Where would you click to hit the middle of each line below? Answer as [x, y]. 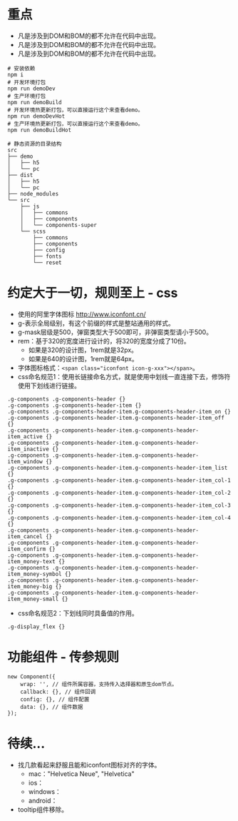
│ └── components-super [59, 225]
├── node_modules [33, 193]
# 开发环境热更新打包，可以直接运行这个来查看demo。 [76, 110]
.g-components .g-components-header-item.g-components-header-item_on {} [119, 411]
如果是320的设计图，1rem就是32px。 [83, 350]
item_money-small [33, 599]
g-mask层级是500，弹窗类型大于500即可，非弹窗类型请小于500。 [115, 332]
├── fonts [47, 256]
